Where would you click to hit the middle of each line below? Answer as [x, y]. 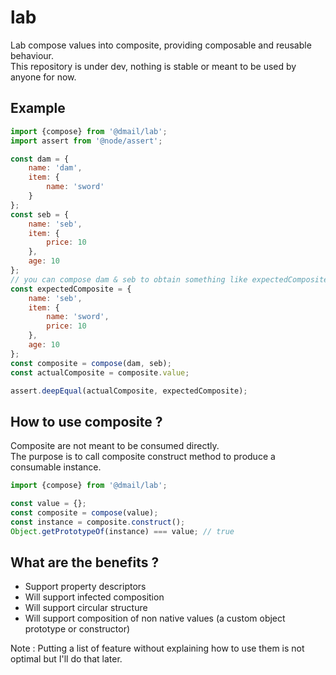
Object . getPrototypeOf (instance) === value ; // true [122, 531]
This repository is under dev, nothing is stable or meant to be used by [153, 66]
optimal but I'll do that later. [66, 659]
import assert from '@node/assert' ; [86, 141]
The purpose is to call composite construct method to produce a [143, 457]
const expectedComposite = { [71, 289]
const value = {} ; [48, 504]
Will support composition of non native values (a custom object [155, 618]
